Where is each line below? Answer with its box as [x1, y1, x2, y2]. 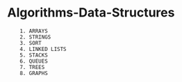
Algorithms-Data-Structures [7, 5, 175, 21]
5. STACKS [19, 52, 49, 59]
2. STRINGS [19, 33, 51, 41]
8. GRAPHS [19, 70, 49, 76]
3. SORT [19, 39, 42, 46]
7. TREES [19, 63, 45, 70]
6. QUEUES [19, 57, 49, 65]
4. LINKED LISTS [19, 45, 67, 52]
